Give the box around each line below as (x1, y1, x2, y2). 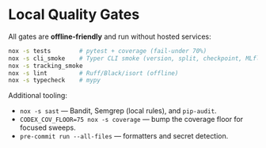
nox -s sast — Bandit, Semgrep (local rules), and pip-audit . (19, 106, 217, 116)
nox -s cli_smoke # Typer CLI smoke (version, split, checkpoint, (8, 54, 243, 63)
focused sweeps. (19, 123, 77, 132)
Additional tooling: (8, 91, 67, 101)
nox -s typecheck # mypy (8, 77, 101, 85)
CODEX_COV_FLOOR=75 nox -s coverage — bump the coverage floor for (19, 115, 244, 124)
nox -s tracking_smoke (8, 62, 83, 70)
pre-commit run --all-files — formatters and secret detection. (19, 131, 229, 141)
